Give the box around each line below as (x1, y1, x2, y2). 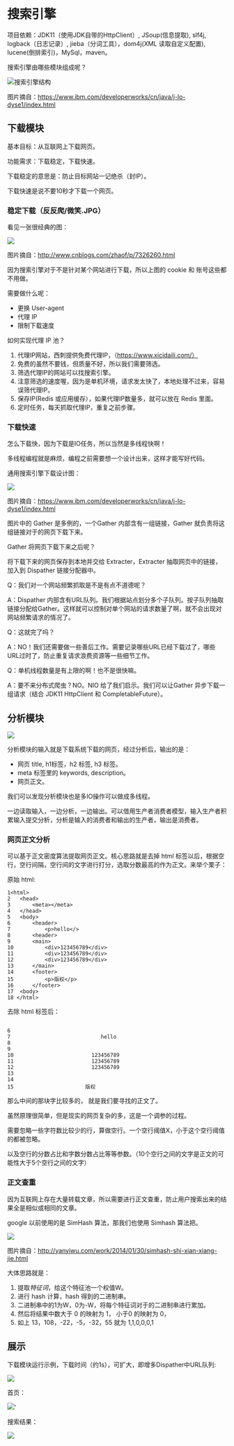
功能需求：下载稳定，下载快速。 (7, 157, 99, 165)
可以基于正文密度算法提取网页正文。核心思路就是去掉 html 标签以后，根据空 (7, 852, 225, 861)
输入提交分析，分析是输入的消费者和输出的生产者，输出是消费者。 (13, 816, 203, 824)
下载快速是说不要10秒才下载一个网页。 (7, 186, 118, 195)
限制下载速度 (17, 321, 54, 330)
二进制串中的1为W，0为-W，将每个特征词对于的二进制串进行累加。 (17, 1300, 210, 1309)
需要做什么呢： (7, 289, 50, 298)
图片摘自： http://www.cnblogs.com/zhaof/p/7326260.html (7, 251, 175, 259)
